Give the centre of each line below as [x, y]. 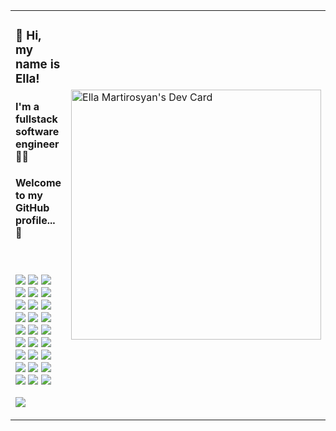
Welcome [38, 182]
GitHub [32, 207]
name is [38, 65]
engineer [37, 144]
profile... [35, 220]
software [37, 131]
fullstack [36, 119]
